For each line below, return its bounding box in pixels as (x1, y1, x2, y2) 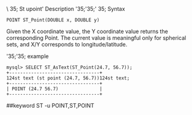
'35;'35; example (6, 53, 49, 60)
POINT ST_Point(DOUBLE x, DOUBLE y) (6, 17, 100, 23)
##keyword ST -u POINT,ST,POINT (6, 102, 95, 109)
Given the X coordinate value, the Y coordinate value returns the (6, 28, 168, 35)
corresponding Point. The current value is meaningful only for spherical (6, 34, 186, 42)
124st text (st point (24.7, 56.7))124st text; (6, 75, 130, 81)
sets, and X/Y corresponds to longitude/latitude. (6, 41, 127, 48)
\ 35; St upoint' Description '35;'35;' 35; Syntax (6, 6, 125, 12)
